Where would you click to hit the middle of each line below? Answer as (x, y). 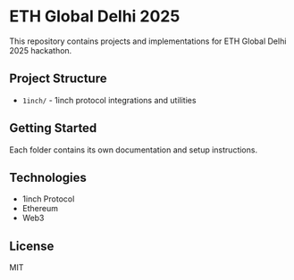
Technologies (48, 177)
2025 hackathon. (41, 50)
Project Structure (58, 79)
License (32, 246)
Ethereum (40, 209)
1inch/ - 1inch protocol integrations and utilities (109, 100)
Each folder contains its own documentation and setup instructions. (133, 150)
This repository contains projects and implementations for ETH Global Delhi (148, 41)
